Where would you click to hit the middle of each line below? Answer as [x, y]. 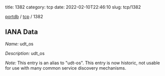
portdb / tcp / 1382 [24, 16]
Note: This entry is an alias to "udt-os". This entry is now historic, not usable [82, 63]
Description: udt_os [25, 53]
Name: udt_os [19, 44]
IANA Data [21, 32]
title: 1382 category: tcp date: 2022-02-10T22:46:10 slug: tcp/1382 [73, 7]
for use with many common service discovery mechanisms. [66, 68]
